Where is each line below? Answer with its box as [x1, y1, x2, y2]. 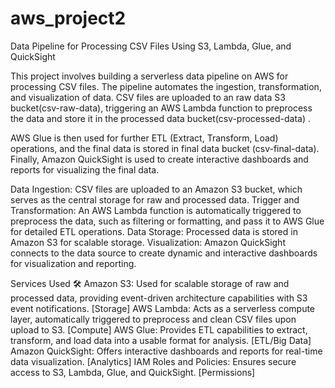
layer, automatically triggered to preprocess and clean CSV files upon [10, 313, 297, 325]
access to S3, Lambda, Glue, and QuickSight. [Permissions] [10, 366, 256, 378]
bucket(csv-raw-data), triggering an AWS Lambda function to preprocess [10, 102, 313, 114]
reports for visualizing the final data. [10, 163, 160, 176]
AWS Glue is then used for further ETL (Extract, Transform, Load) [10, 132, 279, 144]
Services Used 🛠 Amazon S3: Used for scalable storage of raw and [10, 277, 290, 289]
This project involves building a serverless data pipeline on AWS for [10, 70, 289, 82]
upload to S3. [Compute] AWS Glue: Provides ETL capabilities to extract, [10, 323, 308, 336]
